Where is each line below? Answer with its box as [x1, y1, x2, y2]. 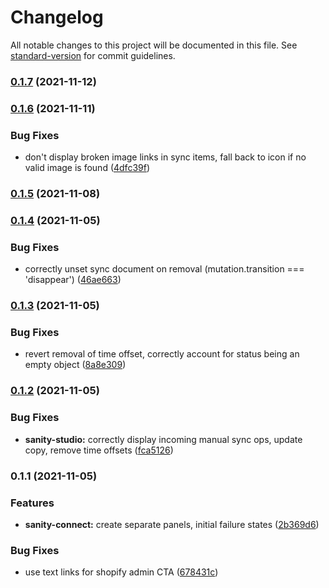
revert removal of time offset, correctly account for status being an [24, 348, 300, 360]
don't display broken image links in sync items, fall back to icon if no [24, 151, 307, 163]
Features [10, 496, 55, 510]
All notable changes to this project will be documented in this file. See [10, 39, 298, 51]
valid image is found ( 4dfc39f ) [24, 162, 151, 174]
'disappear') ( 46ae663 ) [24, 274, 122, 286]
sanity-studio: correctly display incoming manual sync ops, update [24, 433, 303, 445]
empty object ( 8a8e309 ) [24, 359, 127, 371]
